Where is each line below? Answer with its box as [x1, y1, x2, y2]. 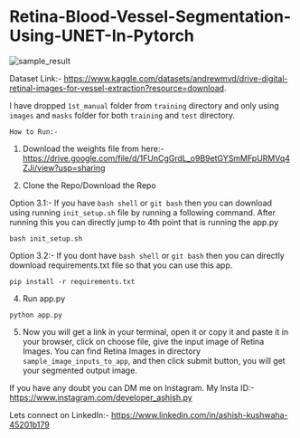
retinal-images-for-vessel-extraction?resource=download [9, 82, 224, 93]
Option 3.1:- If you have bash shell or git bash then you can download [9, 197, 273, 208]
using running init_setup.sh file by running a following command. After [9, 206, 276, 218]
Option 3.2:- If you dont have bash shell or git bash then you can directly [9, 250, 285, 261]
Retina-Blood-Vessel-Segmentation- [9, 6, 292, 27]
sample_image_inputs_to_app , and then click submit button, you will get [22, 355, 286, 366]
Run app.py [22, 292, 66, 304]
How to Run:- [9, 127, 59, 137]
